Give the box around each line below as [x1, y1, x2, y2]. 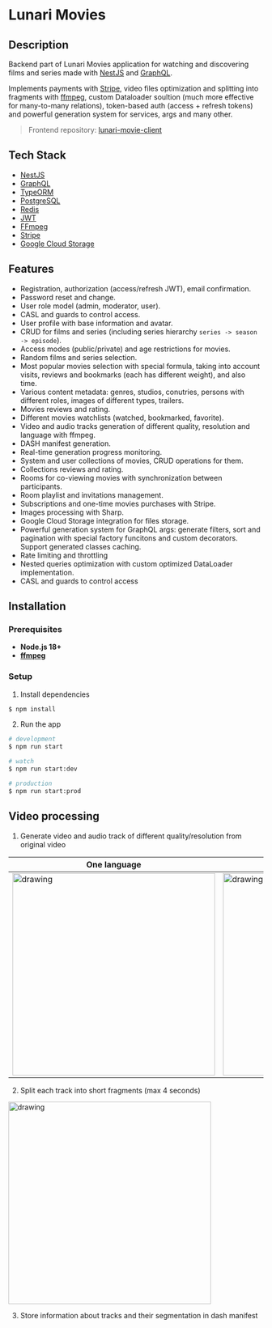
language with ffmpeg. [19, 430, 96, 439]
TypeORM [19, 187, 54, 197]
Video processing [8, 809, 100, 823]
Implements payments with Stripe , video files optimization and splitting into [8, 83, 259, 93]
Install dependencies [19, 689, 91, 699]
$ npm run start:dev [8, 765, 79, 774]
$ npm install [8, 705, 57, 713]
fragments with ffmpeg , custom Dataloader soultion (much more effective [8, 92, 254, 102]
